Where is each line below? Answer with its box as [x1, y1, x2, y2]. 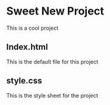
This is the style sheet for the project [6, 92, 98, 99]
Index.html [6, 42, 49, 52]
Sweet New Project [6, 4, 105, 18]
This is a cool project [6, 24, 59, 32]
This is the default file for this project [6, 58, 98, 65]
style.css [6, 76, 43, 86]
